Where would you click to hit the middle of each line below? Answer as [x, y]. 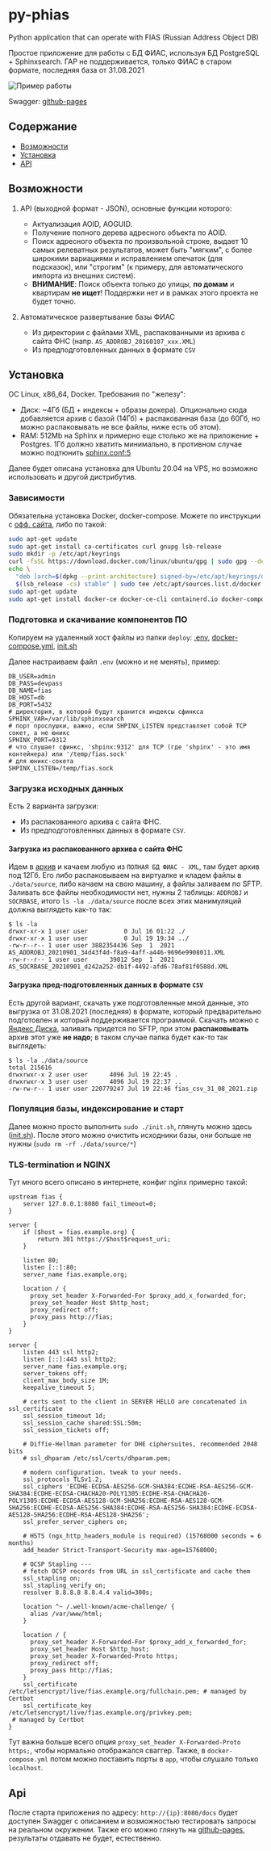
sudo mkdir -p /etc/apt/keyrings [65, 554]
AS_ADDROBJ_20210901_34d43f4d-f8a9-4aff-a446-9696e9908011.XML [117, 953]
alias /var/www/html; [66, 1614]
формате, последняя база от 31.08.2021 [77, 69]
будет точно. [54, 301]
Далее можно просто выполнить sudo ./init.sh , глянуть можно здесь [130, 1126]
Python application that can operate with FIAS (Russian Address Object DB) [134, 37]
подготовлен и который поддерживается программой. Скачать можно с [134, 1020]
